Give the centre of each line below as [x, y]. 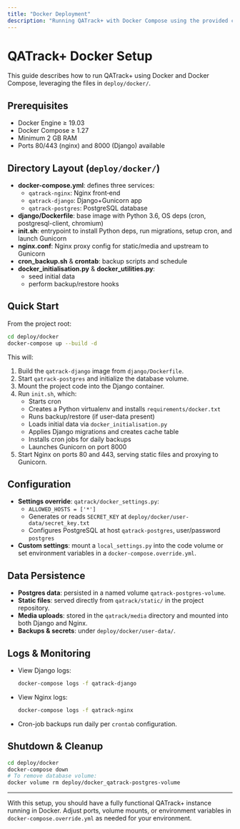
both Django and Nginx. [52, 623]
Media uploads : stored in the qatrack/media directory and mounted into [123, 616]
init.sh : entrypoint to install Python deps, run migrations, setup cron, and [125, 231]
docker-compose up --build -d [52, 343]
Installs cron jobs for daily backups [80, 439]
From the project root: [39, 323]
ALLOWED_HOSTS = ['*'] [62, 510]
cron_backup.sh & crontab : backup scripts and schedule [102, 261]
